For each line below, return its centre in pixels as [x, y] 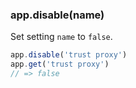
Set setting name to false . [61, 37]
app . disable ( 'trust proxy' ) [69, 55]
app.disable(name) [57, 15]
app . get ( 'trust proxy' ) [60, 64]
